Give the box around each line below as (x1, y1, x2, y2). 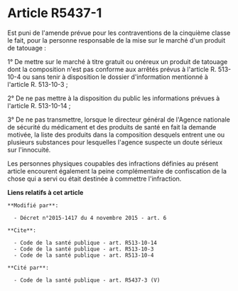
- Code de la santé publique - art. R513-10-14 (13, 239, 158, 246)
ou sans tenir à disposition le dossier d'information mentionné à (22, 73, 208, 81)
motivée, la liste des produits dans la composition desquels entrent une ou (7, 130, 225, 139)
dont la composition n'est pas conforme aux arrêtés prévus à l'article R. (7, 65, 217, 73)
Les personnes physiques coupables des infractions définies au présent (7, 159, 219, 168)
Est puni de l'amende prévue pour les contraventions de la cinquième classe (7, 28, 231, 37)
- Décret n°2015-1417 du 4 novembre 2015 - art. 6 (13, 214, 167, 221)
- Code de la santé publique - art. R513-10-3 (13, 245, 154, 253)
